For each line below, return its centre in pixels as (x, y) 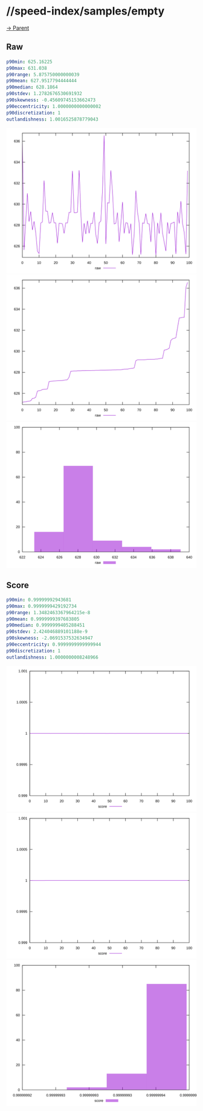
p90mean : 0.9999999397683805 (43, 619)
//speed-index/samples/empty (85, 11)
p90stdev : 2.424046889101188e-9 (47, 632)
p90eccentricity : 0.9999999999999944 (54, 645)
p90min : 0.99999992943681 (39, 600)
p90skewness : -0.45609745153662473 (51, 100)
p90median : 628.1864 (32, 87)
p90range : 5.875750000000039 (43, 75)
